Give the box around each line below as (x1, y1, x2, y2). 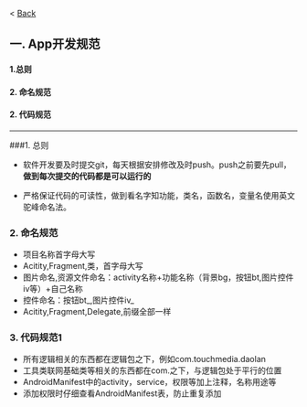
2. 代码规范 (9, 109, 52, 120)
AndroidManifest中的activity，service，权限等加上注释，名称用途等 (22, 377, 277, 388)
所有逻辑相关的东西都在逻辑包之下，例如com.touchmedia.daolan (22, 354, 267, 365)
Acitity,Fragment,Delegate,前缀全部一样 (22, 306, 172, 317)
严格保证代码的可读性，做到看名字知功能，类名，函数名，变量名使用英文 (22, 189, 295, 200)
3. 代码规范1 (9, 331, 62, 344)
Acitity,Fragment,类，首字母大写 (22, 261, 143, 272)
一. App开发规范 (9, 37, 101, 52)
